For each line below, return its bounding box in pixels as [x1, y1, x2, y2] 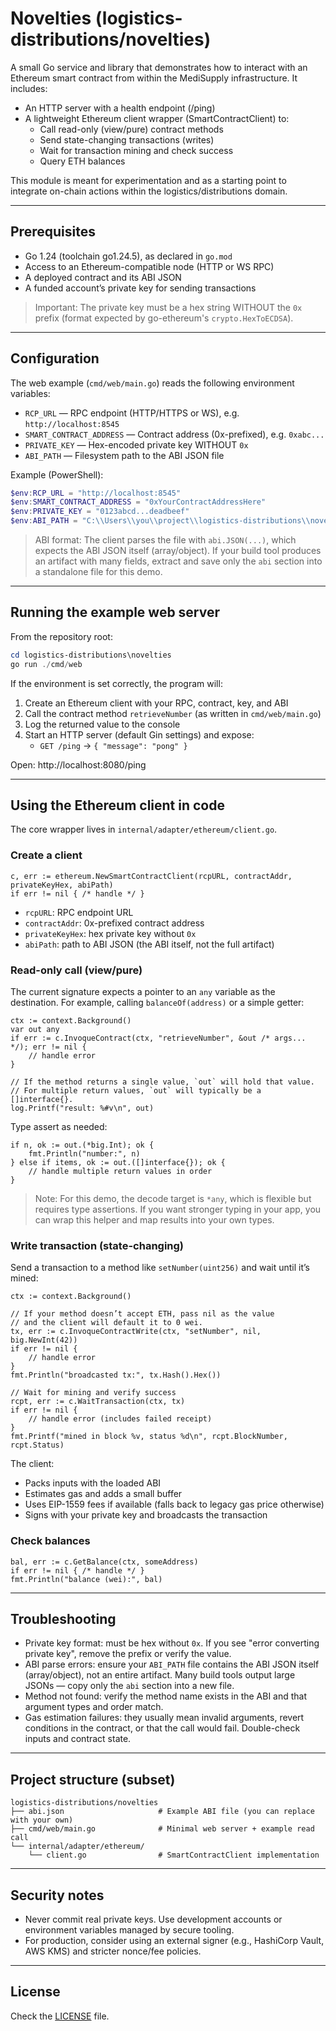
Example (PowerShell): [10, 468, 104, 481]
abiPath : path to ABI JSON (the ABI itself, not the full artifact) [24, 938, 275, 950]
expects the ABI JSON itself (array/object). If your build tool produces [34, 545, 322, 557]
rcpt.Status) [10, 1440, 65, 1451]
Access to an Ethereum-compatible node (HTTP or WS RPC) [24, 260, 275, 272]
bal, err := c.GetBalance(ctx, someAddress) [10, 1557, 199, 1567]
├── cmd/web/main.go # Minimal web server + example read [10, 1824, 315, 1834]
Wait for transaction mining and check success [39, 144, 234, 156]
